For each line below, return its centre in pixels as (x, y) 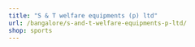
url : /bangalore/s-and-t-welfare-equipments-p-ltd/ (97, 23)
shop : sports (30, 30)
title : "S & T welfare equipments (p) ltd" (83, 16)
